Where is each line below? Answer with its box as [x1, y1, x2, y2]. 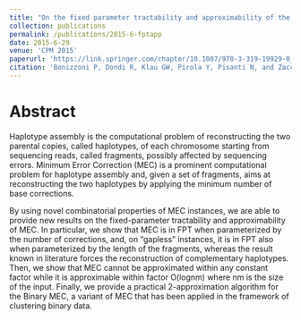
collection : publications [9, 21, 106, 30]
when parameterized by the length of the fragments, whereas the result [9, 243, 273, 254]
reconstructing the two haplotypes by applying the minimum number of [9, 178, 272, 189]
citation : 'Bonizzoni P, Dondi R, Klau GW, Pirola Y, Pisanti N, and [9, 63, 275, 72]
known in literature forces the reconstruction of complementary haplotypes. [9, 252, 289, 264]
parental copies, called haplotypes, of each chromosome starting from [9, 140, 270, 151]
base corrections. [9, 188, 74, 198]
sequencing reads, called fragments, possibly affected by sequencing [9, 149, 267, 161]
